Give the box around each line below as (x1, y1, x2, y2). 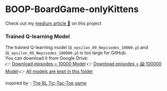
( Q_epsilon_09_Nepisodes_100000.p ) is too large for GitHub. (5, 50, 127, 56)
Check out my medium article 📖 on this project (5, 20, 102, 26)
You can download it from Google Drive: (5, 55, 88, 61)
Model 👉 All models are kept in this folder (5, 68, 93, 74)
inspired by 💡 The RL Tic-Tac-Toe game (5, 80, 87, 86)
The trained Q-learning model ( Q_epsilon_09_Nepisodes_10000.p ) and (5, 44, 148, 51)
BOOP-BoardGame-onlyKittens (5, 4, 139, 15)
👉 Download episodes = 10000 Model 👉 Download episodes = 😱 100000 (5, 61, 162, 67)
